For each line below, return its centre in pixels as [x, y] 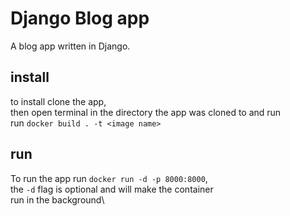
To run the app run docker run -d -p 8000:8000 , [109, 178]
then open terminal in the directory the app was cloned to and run [146, 112]
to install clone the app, [58, 101]
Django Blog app [80, 18]
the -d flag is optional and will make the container [112, 189]
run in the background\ [57, 199]
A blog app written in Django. [70, 46]
